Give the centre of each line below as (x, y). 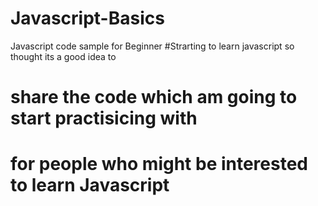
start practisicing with (104, 118)
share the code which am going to (154, 97)
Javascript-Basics (87, 18)
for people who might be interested (159, 164)
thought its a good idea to (63, 56)
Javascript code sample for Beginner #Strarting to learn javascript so (152, 46)
